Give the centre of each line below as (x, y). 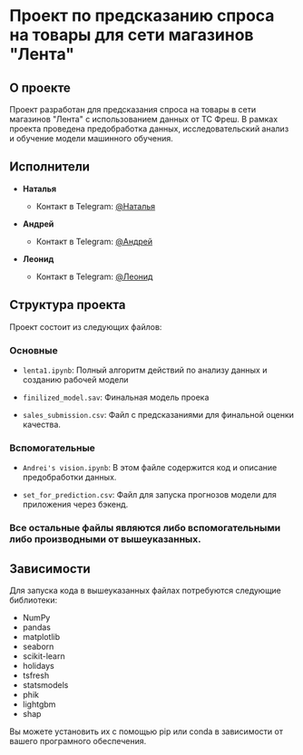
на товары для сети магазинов (132, 35)
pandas (37, 627)
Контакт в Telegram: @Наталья (96, 206)
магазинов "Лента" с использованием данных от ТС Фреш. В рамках (144, 119)
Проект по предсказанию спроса (142, 16)
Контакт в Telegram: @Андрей (94, 241)
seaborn (38, 646)
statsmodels (45, 684)
